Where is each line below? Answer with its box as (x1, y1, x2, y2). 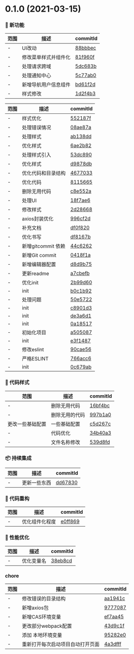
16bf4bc (89, 402, 110, 409)
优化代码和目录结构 (22, 170, 66, 177)
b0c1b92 (70, 288, 92, 294)
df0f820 (70, 224, 90, 231)
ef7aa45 (104, 613, 124, 620)
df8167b (70, 234, 91, 240)
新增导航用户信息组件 (22, 81, 71, 88)
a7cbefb (70, 270, 90, 277)
